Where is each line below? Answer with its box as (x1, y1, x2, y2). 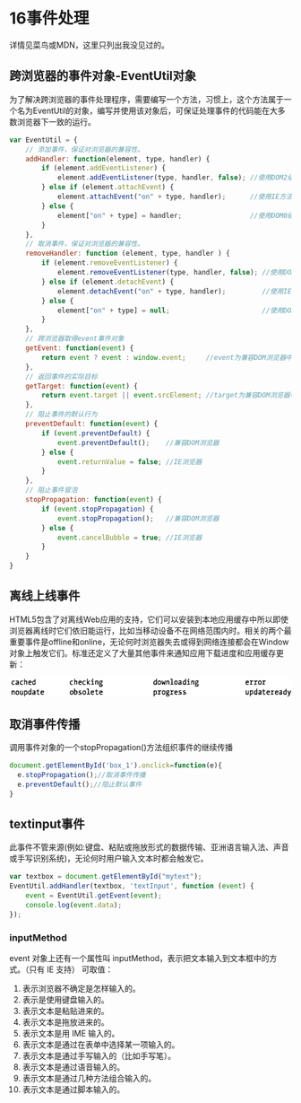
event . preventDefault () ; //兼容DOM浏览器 (56, 438, 219, 447)
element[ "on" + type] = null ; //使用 (56, 306, 284, 315)
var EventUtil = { (9, 136, 78, 144)
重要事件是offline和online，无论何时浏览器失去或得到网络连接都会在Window (9, 636, 289, 647)
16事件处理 (9, 8, 90, 29)
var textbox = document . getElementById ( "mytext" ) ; (9, 872, 202, 881)
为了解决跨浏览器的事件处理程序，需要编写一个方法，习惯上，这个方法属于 (9, 93, 284, 104)
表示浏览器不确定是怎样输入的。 (21, 984, 141, 994)
